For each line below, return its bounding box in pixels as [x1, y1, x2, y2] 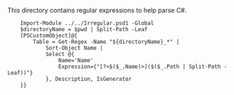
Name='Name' [58, 57, 94, 64]
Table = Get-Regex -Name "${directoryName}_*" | [33, 38, 180, 45]
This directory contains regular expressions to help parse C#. [7, 6, 187, 14]
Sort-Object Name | [45, 45, 103, 52]
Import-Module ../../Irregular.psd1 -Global [20, 20, 154, 27]
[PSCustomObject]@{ [20, 32, 78, 39]
